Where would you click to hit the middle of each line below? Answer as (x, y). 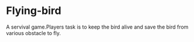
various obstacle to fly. (34, 33)
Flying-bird (34, 11)
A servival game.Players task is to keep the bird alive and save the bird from (97, 27)
